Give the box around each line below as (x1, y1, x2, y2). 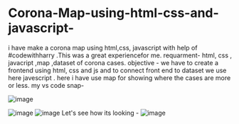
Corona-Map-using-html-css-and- (8, 5, 219, 21)
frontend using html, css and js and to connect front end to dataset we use (8, 66, 227, 74)
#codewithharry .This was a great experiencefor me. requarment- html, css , (8, 51, 233, 60)
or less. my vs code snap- (8, 81, 85, 89)
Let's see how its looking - (61, 108, 139, 117)
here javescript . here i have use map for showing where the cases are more (8, 73, 231, 82)
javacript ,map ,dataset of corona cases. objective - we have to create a (8, 58, 219, 67)
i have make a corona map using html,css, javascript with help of (8, 43, 198, 52)
